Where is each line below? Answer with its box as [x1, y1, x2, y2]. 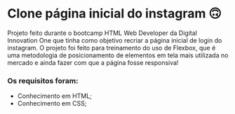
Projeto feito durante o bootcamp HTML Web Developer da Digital [7, 29, 198, 37]
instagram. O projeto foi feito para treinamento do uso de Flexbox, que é [7, 43, 216, 52]
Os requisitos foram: [7, 76, 79, 85]
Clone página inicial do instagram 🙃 [7, 6, 222, 22]
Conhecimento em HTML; [17, 92, 93, 100]
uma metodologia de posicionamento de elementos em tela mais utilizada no [7, 51, 229, 59]
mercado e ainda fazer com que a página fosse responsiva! [7, 58, 179, 66]
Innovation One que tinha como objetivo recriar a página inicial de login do [7, 36, 222, 44]
